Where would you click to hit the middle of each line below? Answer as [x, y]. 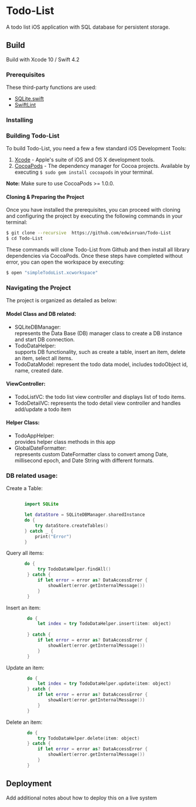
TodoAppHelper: [34, 436]
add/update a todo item [43, 409]
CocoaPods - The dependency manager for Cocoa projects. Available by [102, 166]
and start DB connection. [44, 339]
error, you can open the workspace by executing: [65, 262]
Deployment [29, 784]
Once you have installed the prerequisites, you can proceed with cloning [93, 210]
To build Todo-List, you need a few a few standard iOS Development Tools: [96, 149]
